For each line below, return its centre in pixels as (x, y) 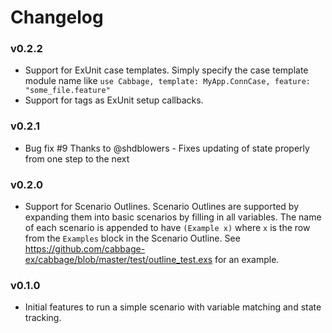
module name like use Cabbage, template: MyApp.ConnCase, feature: (168, 81)
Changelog (57, 17)
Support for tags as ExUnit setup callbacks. (114, 100)
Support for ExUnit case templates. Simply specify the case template (166, 70)
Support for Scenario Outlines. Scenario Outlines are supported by (162, 207)
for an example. (247, 260)
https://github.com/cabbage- (85, 249)
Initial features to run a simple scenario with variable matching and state (173, 307)
